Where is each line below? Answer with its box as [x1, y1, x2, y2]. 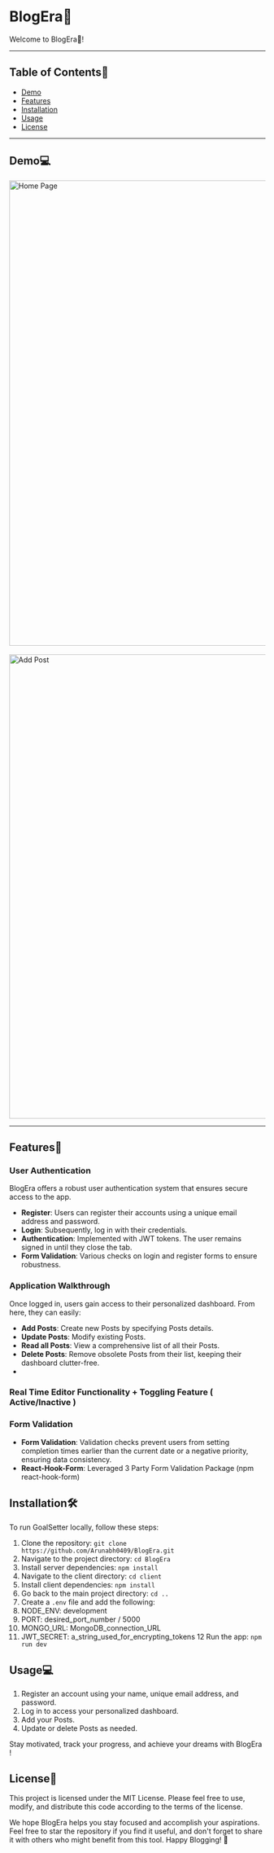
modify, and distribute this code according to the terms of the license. [9, 1802, 243, 1811]
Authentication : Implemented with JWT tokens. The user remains [20, 1234, 242, 1244]
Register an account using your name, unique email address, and [20, 1689, 239, 1699]
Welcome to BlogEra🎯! [9, 34, 85, 44]
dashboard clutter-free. [20, 1358, 100, 1368]
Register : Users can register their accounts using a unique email [20, 1208, 237, 1218]
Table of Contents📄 [9, 65, 109, 80]
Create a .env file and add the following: [20, 1596, 155, 1607]
